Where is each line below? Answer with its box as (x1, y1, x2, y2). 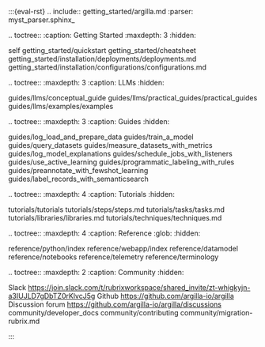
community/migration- (180, 308, 253, 317)
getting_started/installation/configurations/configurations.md (8, 62, 207, 72)
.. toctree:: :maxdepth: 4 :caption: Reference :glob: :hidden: (8, 228, 201, 238)
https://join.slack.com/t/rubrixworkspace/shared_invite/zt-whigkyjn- (27, 283, 251, 292)
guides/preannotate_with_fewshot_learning (8, 166, 149, 175)
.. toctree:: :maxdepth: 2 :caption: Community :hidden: (8, 268, 184, 277)
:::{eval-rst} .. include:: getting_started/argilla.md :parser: (8, 7, 194, 16)
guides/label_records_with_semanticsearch (8, 174, 149, 183)
